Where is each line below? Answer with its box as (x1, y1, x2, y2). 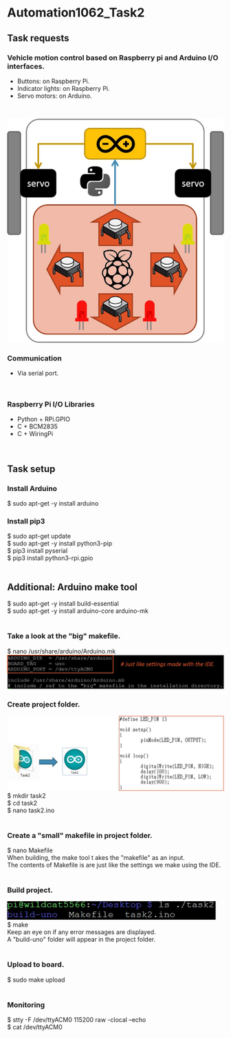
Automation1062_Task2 (7, 5, 145, 21)
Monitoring (7, 999, 45, 1009)
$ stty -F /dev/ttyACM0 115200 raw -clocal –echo (7, 1015, 146, 1024)
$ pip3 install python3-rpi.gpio (7, 554, 93, 562)
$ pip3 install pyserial (7, 547, 68, 555)
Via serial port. (16, 369, 59, 378)
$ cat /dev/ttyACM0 (7, 1023, 63, 1031)
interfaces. (7, 61, 45, 71)
